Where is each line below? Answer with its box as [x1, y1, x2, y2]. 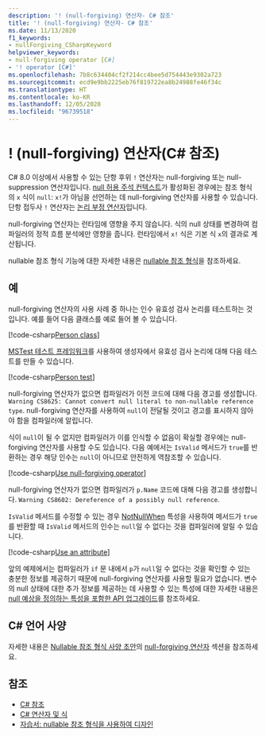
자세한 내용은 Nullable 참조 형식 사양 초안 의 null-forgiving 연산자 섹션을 [8, 641, 231, 651]
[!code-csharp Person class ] [8, 329, 100, 339]
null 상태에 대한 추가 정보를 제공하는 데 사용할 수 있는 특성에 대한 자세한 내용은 [16, 583, 259, 593]
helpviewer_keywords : [8, 49, 80, 56]
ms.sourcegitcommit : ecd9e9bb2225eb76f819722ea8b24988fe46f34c [8, 78, 222, 86]
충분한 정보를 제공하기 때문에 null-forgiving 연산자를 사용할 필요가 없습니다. [8, 574, 243, 583]
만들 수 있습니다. [22, 356, 74, 366]
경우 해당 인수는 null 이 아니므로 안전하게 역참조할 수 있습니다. [29, 452, 222, 461]
